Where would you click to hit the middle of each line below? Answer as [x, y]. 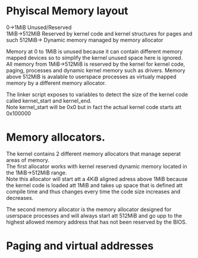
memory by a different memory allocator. [56, 83]
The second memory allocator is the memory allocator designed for [89, 209]
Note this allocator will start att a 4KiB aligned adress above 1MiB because [97, 179]
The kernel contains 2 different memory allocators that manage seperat [94, 154]
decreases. [20, 198]
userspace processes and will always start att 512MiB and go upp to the [94, 215]
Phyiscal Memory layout [67, 11]
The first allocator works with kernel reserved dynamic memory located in [97, 166]
